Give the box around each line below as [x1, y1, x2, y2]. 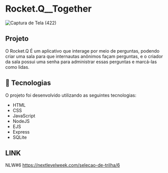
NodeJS [12, 118, 30, 124]
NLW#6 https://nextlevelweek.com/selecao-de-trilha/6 [5, 162, 120, 168]
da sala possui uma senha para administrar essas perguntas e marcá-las [5, 59, 157, 65]
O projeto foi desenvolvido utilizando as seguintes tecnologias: [5, 92, 137, 98]
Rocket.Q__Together [5, 3, 92, 15]
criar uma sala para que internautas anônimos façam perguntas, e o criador [5, 53, 163, 59]
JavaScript [12, 112, 36, 119]
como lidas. [5, 64, 29, 70]
